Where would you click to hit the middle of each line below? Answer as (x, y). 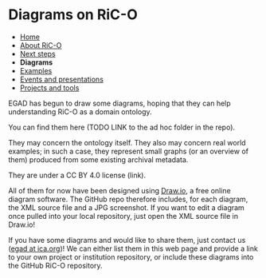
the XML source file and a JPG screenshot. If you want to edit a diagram (126, 207)
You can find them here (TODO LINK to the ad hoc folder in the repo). (122, 127)
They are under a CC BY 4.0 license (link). (77, 175)
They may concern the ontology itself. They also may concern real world (127, 142)
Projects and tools (49, 87)
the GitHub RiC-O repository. (55, 265)
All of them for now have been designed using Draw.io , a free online (119, 190)
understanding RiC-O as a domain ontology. (80, 111)
